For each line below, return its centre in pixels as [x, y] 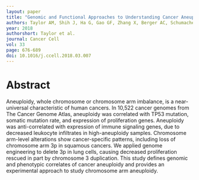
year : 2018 [20, 28]
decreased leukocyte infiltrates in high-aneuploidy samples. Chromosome [96, 133]
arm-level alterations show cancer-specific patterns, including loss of [91, 139]
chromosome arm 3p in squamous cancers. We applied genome [84, 145]
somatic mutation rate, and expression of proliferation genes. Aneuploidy [95, 120]
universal [17, 108]
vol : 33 [16, 45]
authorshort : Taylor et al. [41, 34]
